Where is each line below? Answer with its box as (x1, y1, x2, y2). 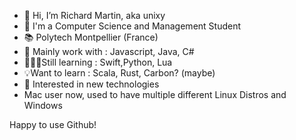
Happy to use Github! (9, 119, 97, 130)
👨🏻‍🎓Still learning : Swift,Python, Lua (23, 56, 173, 68)
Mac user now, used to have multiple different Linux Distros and (23, 89, 287, 100)
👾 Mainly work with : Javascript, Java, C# (23, 46, 195, 57)
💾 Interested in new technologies (23, 78, 160, 90)
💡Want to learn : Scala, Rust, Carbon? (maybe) (23, 67, 216, 79)
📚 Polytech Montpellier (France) (23, 31, 159, 43)
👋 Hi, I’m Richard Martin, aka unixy (23, 10, 166, 21)
